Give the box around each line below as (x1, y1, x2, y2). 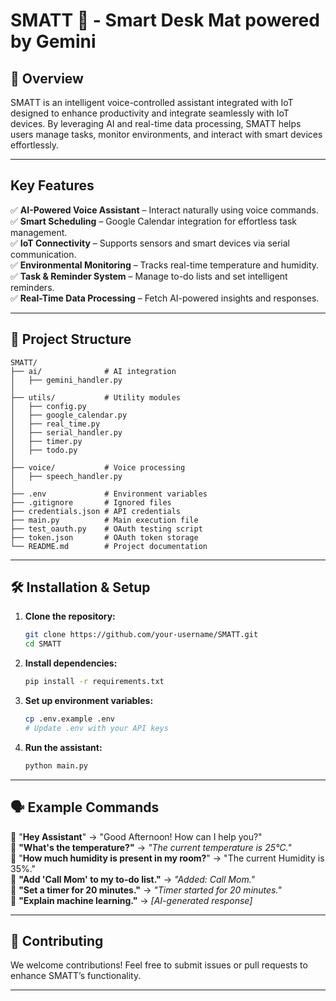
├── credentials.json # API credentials (10, 506, 182, 516)
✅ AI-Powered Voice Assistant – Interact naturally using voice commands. (10, 204, 319, 216)
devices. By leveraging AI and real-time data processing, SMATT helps (10, 118, 302, 129)
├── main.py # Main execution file (10, 515, 199, 525)
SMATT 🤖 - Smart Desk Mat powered (10, 9, 320, 32)
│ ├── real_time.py (10, 419, 101, 429)
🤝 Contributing (10, 932, 104, 949)
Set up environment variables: (24, 695, 154, 707)
